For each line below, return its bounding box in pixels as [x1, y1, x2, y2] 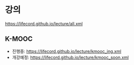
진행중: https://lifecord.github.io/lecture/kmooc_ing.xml [12, 48, 122, 54]
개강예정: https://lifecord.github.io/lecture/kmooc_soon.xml [12, 54, 129, 60]
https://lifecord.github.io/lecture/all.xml [5, 20, 83, 27]
